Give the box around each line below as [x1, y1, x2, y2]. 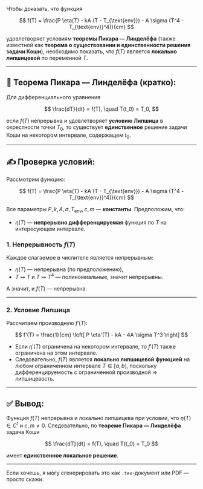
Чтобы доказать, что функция [6, 5, 83, 12]
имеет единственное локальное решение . [6, 451, 119, 459]
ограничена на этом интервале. [14, 349, 98, 356]
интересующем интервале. [14, 225, 86, 232]
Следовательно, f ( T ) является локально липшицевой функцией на [14, 356, 190, 363]
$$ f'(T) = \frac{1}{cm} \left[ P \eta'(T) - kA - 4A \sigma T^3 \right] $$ [14, 331, 188, 338]
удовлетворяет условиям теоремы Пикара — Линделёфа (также [6, 35, 176, 42]
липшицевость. [14, 375, 55, 382]
